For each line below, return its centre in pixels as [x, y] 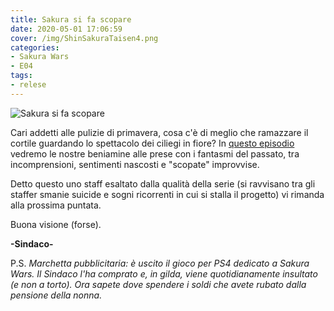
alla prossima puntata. [56, 205]
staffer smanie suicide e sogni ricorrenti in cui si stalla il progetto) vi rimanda [167, 194]
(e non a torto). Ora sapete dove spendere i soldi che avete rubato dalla [158, 284]
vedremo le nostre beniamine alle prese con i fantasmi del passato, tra [155, 153]
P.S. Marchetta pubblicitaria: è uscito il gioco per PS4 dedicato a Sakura [160, 263]
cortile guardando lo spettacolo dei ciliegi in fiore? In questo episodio [152, 143]
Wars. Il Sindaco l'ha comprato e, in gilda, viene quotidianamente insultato [164, 273]
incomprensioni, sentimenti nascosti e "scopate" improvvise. [135, 164]
